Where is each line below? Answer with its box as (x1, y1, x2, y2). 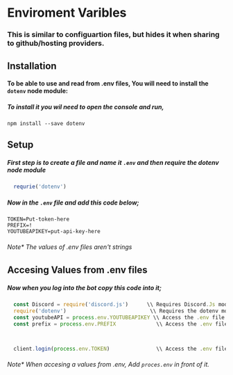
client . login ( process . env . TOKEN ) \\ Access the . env (13, 345, 213, 352)
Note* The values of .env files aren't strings (7, 242, 132, 251)
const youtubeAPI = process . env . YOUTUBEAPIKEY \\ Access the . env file (13, 314, 225, 321)
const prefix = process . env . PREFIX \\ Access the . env (13, 321, 213, 328)
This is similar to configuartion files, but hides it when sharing (7, 30, 220, 40)
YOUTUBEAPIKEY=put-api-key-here (7, 228, 101, 235)
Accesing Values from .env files (7, 264, 148, 276)
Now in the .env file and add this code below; (7, 198, 140, 207)
